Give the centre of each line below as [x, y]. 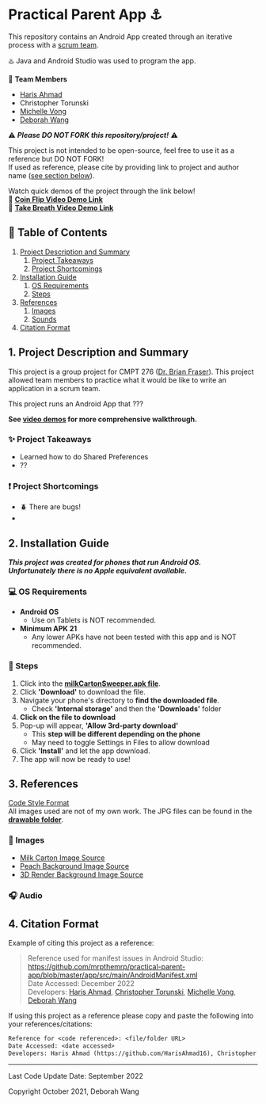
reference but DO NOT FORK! [56, 158]
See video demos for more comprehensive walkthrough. [103, 419]
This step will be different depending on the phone [116, 733]
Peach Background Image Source [74, 866]
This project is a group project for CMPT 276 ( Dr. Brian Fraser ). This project [131, 371]
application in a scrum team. [54, 388]
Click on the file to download [68, 717]
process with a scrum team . [53, 44]
